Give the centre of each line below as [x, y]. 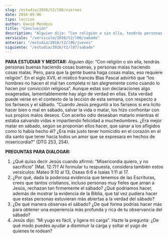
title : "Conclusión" [27, 29]
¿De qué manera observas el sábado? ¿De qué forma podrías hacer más [87, 204]
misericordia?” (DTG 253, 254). [37, 142]
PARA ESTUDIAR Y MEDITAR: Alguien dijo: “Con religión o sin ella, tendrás [82, 61]
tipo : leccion [20, 19]
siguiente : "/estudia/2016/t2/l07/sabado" [50, 47]
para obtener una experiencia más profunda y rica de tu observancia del [87, 209]
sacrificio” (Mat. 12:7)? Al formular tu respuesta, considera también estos [88, 167]
